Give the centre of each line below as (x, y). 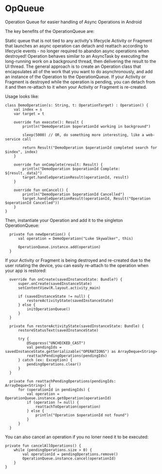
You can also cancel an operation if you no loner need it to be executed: (77, 437)
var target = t (29, 114)
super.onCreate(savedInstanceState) (55, 284)
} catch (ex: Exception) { (45, 360)
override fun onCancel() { (41, 190)
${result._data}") (24, 173)
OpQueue (25, 8)
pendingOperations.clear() (54, 364)
